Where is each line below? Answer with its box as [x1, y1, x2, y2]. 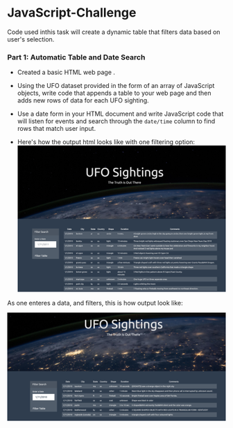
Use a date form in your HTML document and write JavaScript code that [17, 109, 224, 118]
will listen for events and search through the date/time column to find [17, 117, 216, 125]
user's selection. [7, 35, 55, 43]
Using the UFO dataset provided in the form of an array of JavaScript [17, 82, 215, 90]
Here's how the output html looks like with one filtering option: [17, 138, 196, 146]
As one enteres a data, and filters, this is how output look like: [7, 299, 183, 307]
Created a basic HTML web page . [17, 68, 116, 77]
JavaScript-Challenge [7, 5, 137, 21]
